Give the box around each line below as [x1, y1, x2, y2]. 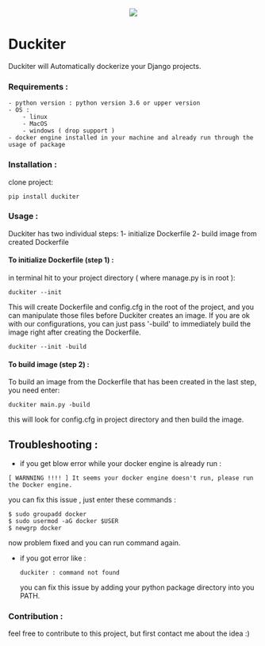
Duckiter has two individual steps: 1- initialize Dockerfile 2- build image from [8, 228, 257, 238]
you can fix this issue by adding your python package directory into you [19, 583, 255, 592]
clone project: [8, 177, 54, 186]
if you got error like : [19, 553, 86, 563]
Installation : [8, 159, 57, 170]
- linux [22, 113, 48, 121]
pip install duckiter [8, 193, 80, 201]
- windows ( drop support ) [22, 127, 115, 135]
